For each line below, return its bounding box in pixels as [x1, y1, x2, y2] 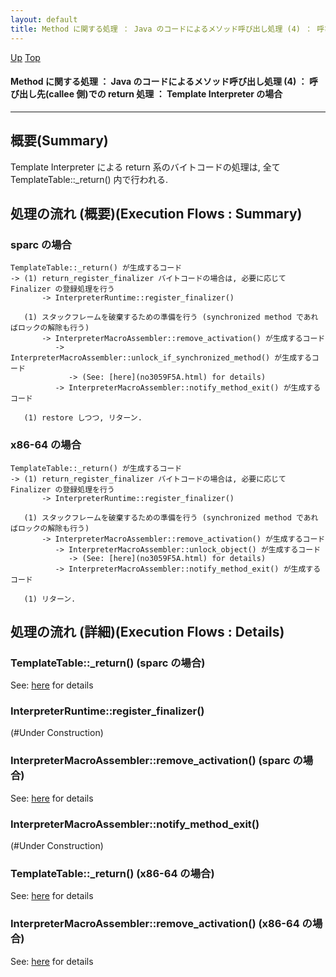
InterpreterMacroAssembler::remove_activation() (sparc [10, 754, 291, 768]
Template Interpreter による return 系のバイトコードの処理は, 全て [10, 161, 281, 173]
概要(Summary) [10, 132, 109, 150]
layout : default [10, 14, 78, 25]
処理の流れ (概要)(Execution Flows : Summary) [10, 205, 303, 222]
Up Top [10, 51, 41, 63]
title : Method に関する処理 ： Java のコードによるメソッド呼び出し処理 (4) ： [10, 24, 313, 34]
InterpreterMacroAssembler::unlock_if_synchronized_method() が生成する [10, 353, 312, 363]
